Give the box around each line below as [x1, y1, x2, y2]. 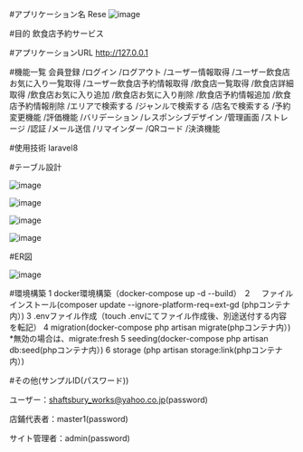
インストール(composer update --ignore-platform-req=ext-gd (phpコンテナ [9, 299, 291, 310]
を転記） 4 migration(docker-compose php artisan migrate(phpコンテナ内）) [9, 322, 291, 332]
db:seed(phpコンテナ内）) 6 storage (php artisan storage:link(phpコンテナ [9, 344, 283, 355]
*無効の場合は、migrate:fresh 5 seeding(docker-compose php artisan [9, 333, 269, 343]
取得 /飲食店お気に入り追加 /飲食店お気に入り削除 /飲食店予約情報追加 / [9, 90, 276, 100]
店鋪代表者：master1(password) [9, 414, 128, 424]
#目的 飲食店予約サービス [9, 28, 104, 39]
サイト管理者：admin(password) [9, 433, 131, 443]
